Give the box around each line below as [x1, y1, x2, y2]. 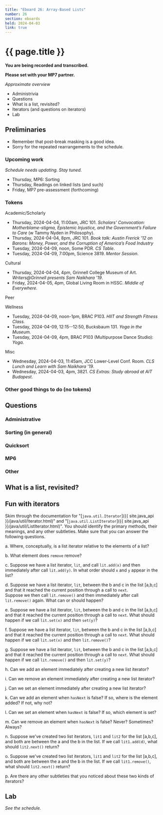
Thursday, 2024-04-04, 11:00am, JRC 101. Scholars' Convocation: [12, 220, 145, 225]
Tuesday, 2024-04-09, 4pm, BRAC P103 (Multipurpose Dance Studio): [12, 334, 154, 340]
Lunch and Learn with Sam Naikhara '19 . [12, 364, 94, 369]
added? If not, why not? [5, 700, 53, 706]
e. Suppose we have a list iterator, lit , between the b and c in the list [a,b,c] [5, 607, 158, 612]
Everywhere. [12, 285, 38, 291]
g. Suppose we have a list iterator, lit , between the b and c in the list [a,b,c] [5, 646, 158, 652]
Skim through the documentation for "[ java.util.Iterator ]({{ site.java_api [5, 513, 154, 519]
